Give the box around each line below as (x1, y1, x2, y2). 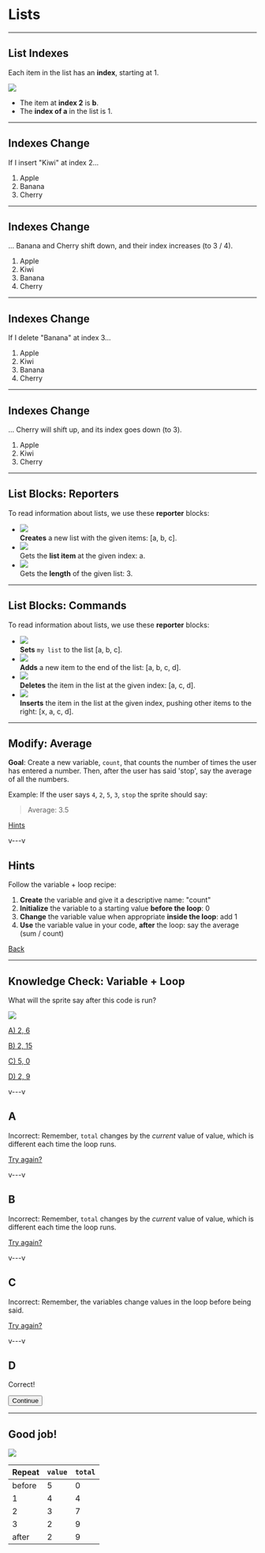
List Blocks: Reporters (8, 487, 120, 501)
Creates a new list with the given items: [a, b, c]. (19, 532, 177, 543)
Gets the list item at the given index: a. (19, 551, 146, 560)
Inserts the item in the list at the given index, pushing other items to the (19, 698, 252, 707)
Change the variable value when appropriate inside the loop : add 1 (19, 912, 238, 922)
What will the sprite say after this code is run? (8, 995, 156, 1006)
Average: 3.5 (27, 805, 69, 815)
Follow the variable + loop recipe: (8, 880, 117, 889)
